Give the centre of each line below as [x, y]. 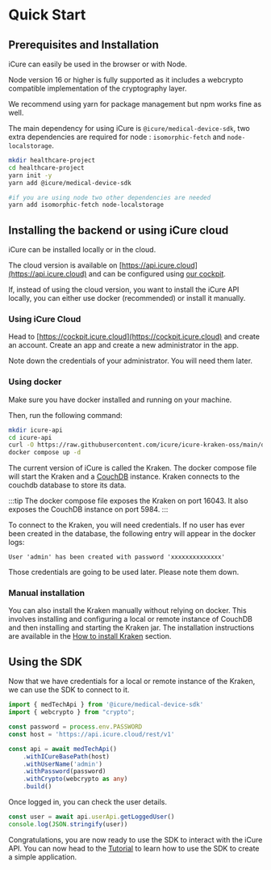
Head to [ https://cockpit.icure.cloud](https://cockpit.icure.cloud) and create [134, 336]
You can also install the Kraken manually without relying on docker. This [128, 610]
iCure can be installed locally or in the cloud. [82, 250]
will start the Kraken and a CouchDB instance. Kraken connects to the [124, 477]
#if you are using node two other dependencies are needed [110, 197]
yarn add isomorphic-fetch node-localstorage [86, 205]
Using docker [35, 382]
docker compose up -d [45, 453]
